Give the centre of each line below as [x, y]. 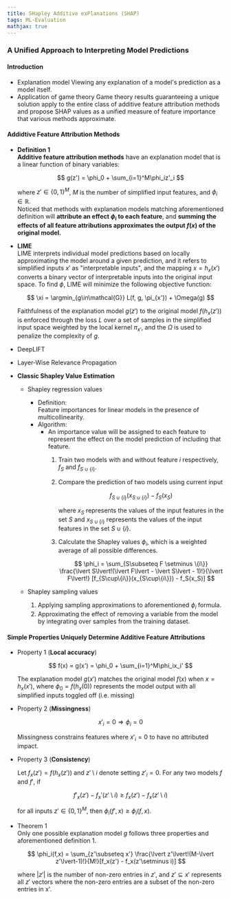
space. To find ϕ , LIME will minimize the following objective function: [114, 284]
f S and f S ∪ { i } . [78, 468]
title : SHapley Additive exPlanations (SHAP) [73, 13]
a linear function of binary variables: [68, 164]
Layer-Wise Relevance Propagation [67, 362]
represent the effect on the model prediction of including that [134, 439]
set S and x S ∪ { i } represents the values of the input [130, 520]
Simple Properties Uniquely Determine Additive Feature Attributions [106, 637]
